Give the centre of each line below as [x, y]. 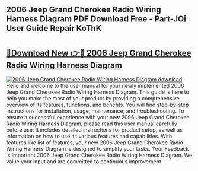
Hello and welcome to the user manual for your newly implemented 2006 [95, 86]
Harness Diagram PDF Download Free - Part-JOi [96, 19]
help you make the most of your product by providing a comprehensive [93, 98]
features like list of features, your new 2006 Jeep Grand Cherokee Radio [95, 142]
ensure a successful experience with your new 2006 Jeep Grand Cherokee [98, 117]
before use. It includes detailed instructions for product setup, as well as [94, 130]
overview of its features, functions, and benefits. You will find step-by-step [98, 104]
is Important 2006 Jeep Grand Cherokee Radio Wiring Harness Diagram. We [99, 155]
